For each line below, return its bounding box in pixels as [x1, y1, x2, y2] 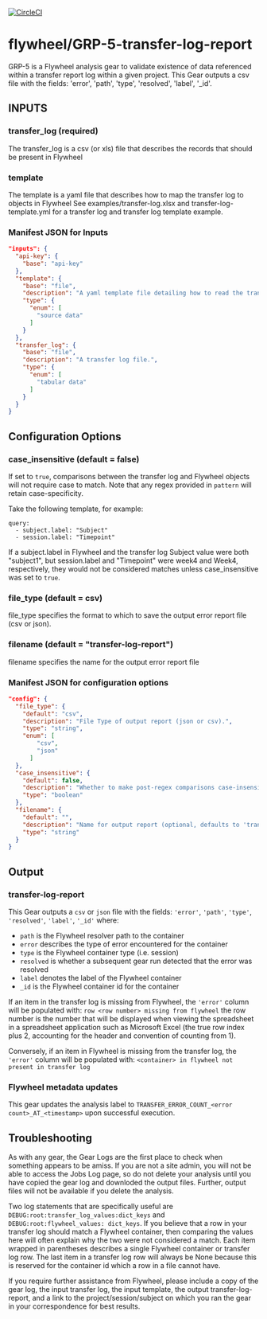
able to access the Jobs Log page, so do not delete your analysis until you [8, 1169, 252, 1179]
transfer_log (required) [8, 126, 99, 137]
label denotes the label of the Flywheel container [19, 973, 182, 982]
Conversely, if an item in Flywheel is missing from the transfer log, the [8, 1046, 237, 1056]
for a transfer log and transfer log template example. [52, 207, 224, 217]
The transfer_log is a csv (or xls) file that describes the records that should [8, 143, 253, 153]
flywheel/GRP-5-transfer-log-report [8, 36, 253, 53]
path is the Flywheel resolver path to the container [19, 931, 184, 940]
